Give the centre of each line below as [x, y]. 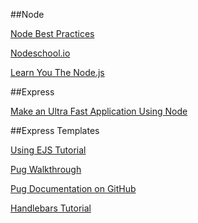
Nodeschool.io [40, 53]
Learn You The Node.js [57, 72]
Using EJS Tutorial [48, 150]
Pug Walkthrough [46, 169]
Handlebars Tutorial [51, 208]
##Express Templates [55, 130]
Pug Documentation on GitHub [73, 188]
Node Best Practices [52, 33]
